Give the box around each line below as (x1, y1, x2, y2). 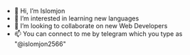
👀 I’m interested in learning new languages (14, 14, 139, 23)
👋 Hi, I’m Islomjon (14, 7, 65, 15)
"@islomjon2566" (14, 39, 66, 48)
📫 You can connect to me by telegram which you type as (14, 30, 183, 38)
